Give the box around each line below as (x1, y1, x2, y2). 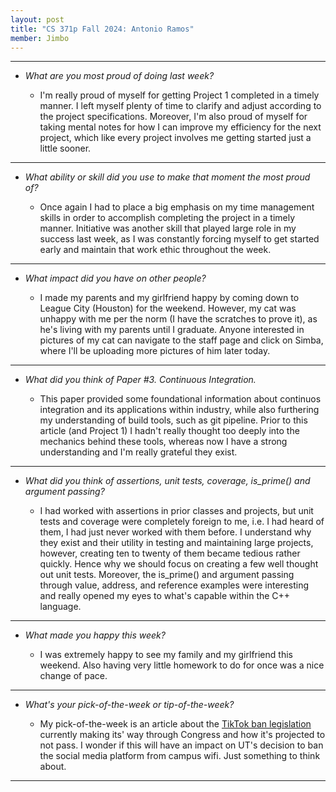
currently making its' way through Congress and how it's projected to (39, 729, 326, 741)
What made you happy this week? (24, 629, 166, 641)
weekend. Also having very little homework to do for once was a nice (39, 659, 325, 671)
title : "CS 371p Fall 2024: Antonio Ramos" (10, 24, 195, 34)
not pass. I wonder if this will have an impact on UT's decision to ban (39, 739, 324, 751)
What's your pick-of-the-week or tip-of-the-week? (24, 699, 235, 711)
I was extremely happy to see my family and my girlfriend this (39, 649, 293, 661)
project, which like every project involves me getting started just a (39, 132, 312, 144)
